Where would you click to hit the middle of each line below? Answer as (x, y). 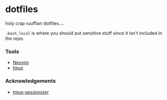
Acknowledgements (31, 81)
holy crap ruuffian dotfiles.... (35, 23)
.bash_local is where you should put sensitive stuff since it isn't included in (84, 33)
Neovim (21, 63)
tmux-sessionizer (31, 92)
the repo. (15, 38)
